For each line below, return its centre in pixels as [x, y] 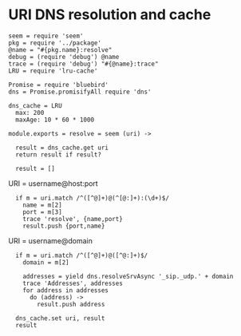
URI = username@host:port [53, 183]
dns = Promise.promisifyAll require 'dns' [80, 92]
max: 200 [30, 113]
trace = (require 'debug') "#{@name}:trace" [83, 64]
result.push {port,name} [64, 226]
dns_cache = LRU [35, 105]
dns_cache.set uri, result [60, 318]
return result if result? [59, 154]
